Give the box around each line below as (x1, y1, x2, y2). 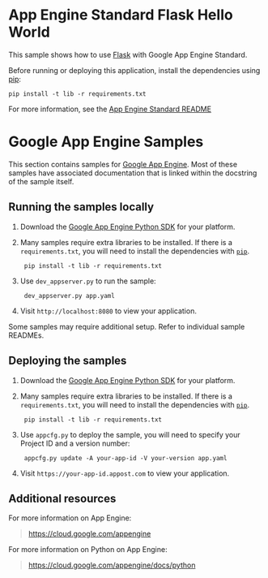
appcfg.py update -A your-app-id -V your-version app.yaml (23, 454, 228, 462)
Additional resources (8, 491, 117, 505)
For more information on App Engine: (8, 513, 132, 523)
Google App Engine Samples (8, 132, 204, 151)
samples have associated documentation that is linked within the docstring (8, 168, 257, 178)
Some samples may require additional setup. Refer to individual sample (8, 321, 245, 331)
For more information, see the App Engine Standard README (8, 104, 212, 114)
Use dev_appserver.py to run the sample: (19, 276, 156, 286)
